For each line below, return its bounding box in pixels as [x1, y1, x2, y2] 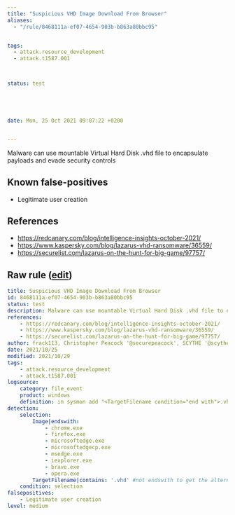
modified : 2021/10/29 [7, 352, 71, 359]
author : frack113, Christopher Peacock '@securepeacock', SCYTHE [7, 340, 201, 347]
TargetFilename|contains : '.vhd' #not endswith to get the [32, 476, 208, 483]
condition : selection [20, 483, 83, 490]
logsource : [7, 379, 39, 386]
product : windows [20, 392, 71, 399]
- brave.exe [44, 463, 80, 470]
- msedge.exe [44, 451, 83, 458]
